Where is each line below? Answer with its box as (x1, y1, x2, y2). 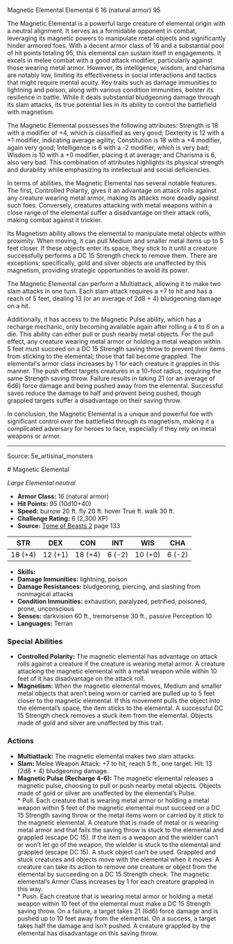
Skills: (17, 568, 36, 575)
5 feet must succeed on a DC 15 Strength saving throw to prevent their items (7, 345, 225, 353)
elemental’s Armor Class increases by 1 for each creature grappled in (17, 877, 215, 886)
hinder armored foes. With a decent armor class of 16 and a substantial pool (7, 42, 224, 49)
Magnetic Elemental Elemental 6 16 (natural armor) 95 (7, 6, 161, 14)
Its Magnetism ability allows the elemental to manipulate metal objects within (7, 229, 226, 237)
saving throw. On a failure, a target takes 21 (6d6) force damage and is (17, 907, 218, 915)
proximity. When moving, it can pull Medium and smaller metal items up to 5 (7, 237, 224, 245)
